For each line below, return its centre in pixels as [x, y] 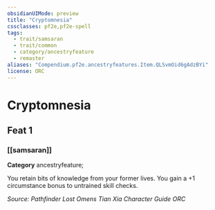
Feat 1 [20, 130]
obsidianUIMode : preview [43, 13]
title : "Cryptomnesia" [40, 20]
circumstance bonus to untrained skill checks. [73, 186]
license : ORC [26, 71]
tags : [15, 33]
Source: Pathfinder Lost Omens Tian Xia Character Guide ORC [96, 199]
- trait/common [35, 45]
